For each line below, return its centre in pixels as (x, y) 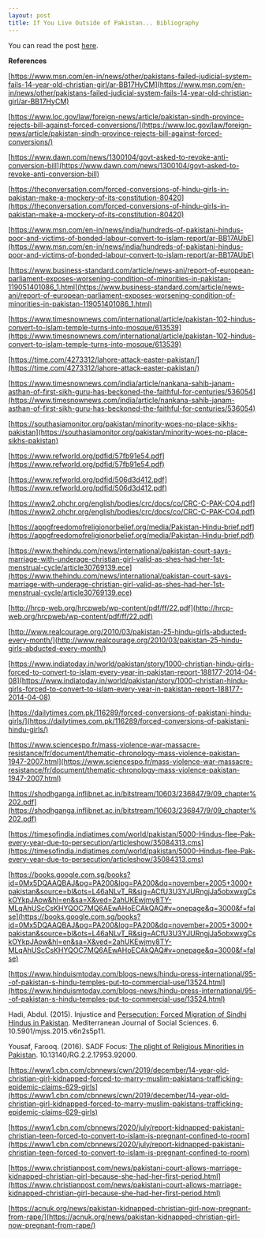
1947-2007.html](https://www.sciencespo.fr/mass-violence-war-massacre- (131, 761)
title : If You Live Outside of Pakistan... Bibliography (104, 23)
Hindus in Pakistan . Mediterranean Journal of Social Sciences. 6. (114, 1022)
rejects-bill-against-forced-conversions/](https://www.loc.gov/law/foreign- (130, 125)
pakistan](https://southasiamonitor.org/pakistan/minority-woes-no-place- (128, 432)
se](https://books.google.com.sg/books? (75, 916)
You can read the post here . (53, 45)
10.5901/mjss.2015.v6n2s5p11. (57, 1031)
